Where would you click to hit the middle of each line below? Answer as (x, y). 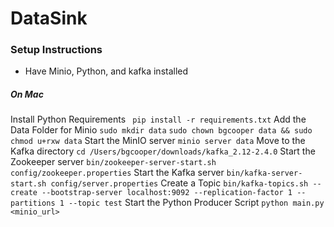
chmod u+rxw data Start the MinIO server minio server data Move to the (158, 141)
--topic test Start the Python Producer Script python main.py (196, 203)
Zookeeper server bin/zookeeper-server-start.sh (113, 162)
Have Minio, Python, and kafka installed (106, 71)
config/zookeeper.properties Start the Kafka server (117, 173)
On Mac (27, 94)
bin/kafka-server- (264, 173)
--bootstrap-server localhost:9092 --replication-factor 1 (167, 193)
